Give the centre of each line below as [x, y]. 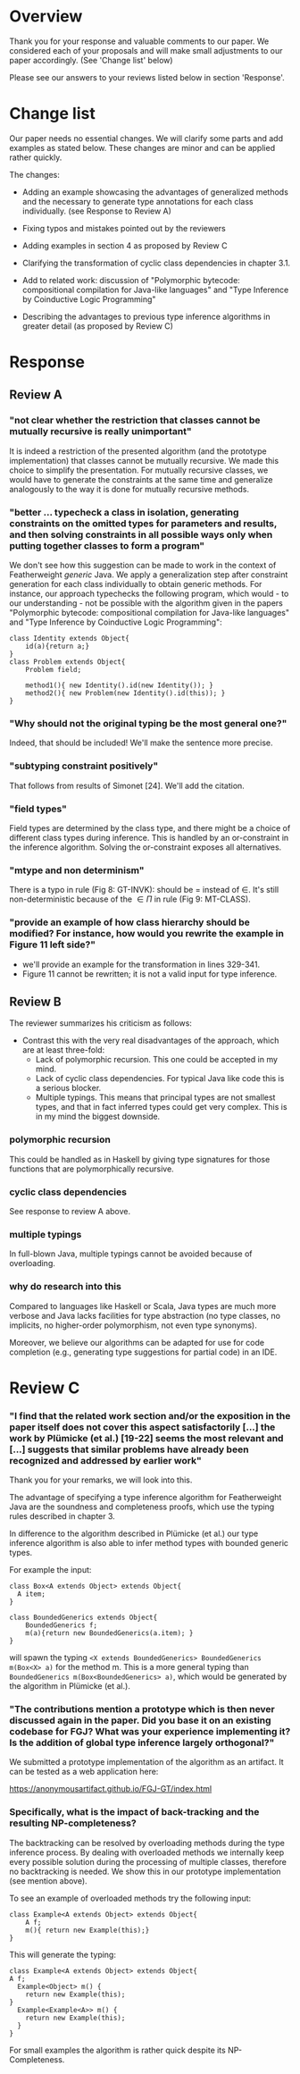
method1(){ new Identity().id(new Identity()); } [120, 685]
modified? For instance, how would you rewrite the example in [146, 934]
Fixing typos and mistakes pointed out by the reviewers [124, 228]
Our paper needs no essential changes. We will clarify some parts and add [146, 138]
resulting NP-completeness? [73, 1823]
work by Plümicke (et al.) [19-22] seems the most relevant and [146, 1438]
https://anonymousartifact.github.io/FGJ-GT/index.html [111, 1789]
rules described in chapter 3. [62, 1516]
